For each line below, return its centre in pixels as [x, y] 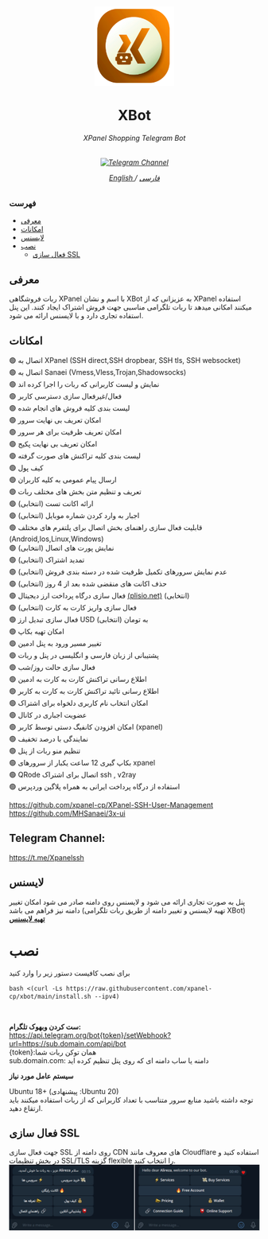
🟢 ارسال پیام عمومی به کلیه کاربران [63, 479]
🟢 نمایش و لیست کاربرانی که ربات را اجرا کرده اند [84, 384]
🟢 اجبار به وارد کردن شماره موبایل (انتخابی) [74, 515]
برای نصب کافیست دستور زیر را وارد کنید [70, 972]
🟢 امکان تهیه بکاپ [37, 631]
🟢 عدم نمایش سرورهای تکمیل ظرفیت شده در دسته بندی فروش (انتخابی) [118, 572]
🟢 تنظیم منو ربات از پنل [45, 751]
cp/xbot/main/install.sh [50, 996]
